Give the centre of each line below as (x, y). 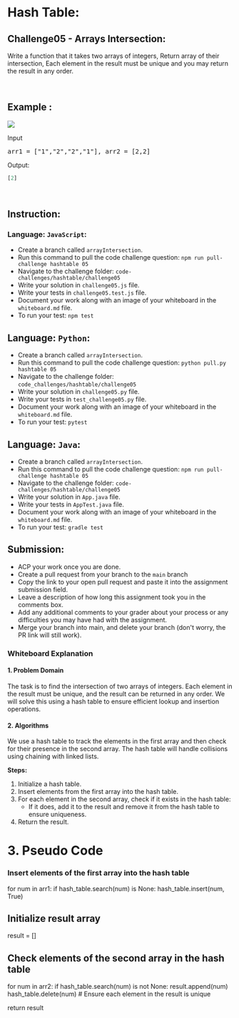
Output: (19, 165)
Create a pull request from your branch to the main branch (103, 574)
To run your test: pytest (52, 422)
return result (26, 1008)
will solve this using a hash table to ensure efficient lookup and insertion (113, 701)
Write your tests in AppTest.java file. (71, 504)
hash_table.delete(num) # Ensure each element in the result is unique (109, 994)
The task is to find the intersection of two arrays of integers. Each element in (120, 686)
